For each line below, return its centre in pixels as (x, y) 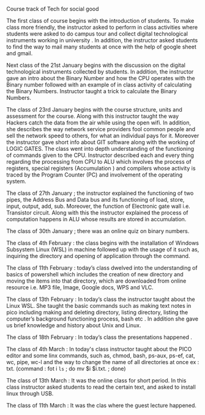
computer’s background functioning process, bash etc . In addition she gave (102, 319)
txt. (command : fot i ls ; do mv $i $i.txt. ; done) (66, 368)
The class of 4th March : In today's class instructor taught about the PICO (99, 349)
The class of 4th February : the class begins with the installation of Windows (103, 243)
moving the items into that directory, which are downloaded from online (96, 281)
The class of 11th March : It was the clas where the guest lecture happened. (102, 405)
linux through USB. (30, 394)
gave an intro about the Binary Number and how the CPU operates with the (101, 78)
